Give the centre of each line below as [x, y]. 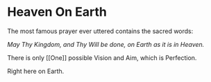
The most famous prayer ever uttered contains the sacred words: [100, 31]
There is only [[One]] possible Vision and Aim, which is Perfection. [102, 58]
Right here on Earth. [36, 71]
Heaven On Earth [57, 12]
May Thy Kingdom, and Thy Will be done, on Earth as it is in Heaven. [106, 44]
